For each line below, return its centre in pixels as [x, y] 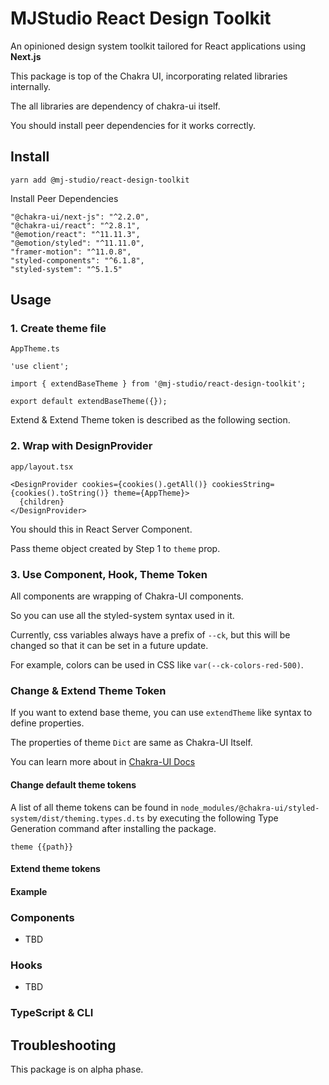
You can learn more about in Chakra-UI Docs [103, 762]
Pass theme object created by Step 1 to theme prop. [115, 548]
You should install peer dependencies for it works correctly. [133, 125]
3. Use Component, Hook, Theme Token [109, 574]
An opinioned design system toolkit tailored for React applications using [158, 46]
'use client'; [40, 367]
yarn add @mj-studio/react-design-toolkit [100, 180]
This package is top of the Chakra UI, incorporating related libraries [149, 76]
